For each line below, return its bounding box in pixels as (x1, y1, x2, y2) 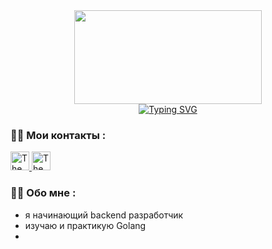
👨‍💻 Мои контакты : (10, 128, 107, 142)
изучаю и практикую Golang (24, 219, 147, 231)
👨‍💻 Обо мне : (10, 186, 77, 200)
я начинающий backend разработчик (24, 209, 184, 221)
